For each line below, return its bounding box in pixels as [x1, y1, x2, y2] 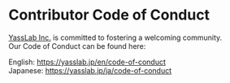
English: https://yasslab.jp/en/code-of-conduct [8, 57, 167, 67]
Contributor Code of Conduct [8, 6, 210, 24]
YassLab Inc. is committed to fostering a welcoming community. [8, 33, 223, 42]
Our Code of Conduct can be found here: [8, 41, 146, 50]
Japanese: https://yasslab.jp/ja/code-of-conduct [8, 65, 172, 75]
